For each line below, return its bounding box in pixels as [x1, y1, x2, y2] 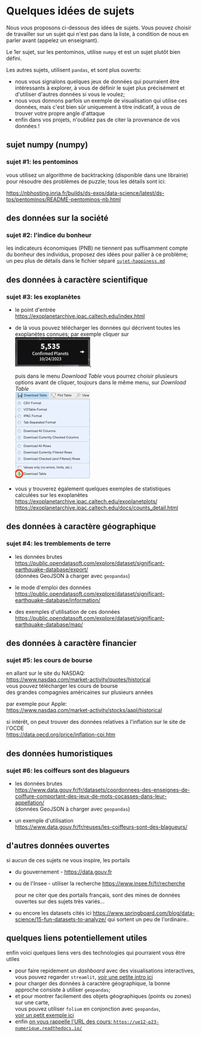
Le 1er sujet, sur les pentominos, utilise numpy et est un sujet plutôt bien [6, 48, 181, 55]
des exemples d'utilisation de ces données [14, 608, 120, 615]
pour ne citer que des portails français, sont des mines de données [14, 891, 181, 899]
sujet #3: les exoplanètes [6, 292, 81, 301]
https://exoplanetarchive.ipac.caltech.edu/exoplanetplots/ [14, 498, 157, 505]
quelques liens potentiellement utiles [6, 933, 148, 944]
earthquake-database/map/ [14, 621, 83, 628]
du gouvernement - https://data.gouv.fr [14, 868, 112, 875]
